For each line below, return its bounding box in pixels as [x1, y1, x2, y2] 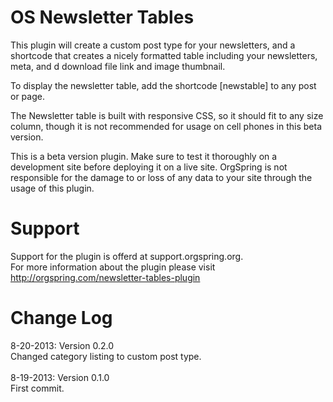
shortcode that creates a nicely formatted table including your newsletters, [10, 49, 318, 61]
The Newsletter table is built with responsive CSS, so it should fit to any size [10, 109, 324, 121]
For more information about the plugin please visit [10, 261, 216, 273]
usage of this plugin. [10, 182, 95, 194]
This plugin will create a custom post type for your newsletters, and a [10, 39, 296, 51]
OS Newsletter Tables [10, 6, 195, 29]
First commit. [10, 382, 65, 394]
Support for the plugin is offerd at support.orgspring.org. [10, 250, 244, 262]
